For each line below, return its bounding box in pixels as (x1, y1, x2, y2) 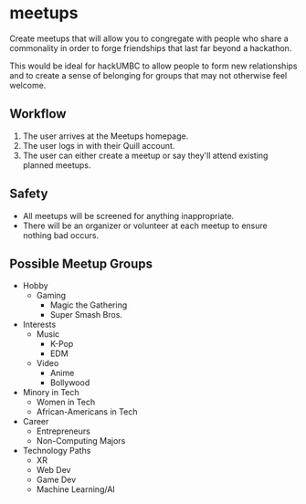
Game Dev (36, 474, 77, 486)
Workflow (9, 106, 67, 121)
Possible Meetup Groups (9, 256, 153, 271)
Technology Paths (22, 446, 91, 457)
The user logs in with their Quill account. (22, 140, 175, 151)
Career (22, 416, 49, 427)
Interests (22, 319, 57, 331)
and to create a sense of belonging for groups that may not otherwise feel (9, 69, 288, 80)
